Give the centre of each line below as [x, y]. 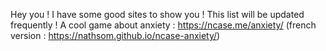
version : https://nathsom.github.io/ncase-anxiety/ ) [115, 35]
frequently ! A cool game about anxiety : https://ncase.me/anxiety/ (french [163, 25]
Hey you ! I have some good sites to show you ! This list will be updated [157, 14]
